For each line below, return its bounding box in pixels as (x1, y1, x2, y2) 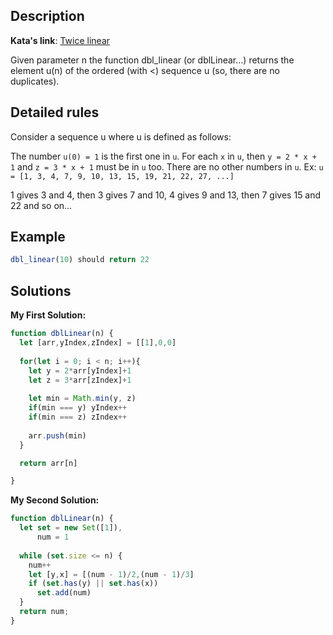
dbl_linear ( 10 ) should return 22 (10, 255, 150, 265)
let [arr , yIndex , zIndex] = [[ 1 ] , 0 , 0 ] (19, 338, 177, 348)
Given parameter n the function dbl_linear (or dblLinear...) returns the (10, 54, 295, 66)
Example (10, 229, 66, 246)
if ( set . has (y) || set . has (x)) (28, 579, 159, 589)
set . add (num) (36, 588, 92, 598)
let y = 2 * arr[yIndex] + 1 (28, 365, 132, 376)
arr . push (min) (28, 430, 87, 441)
